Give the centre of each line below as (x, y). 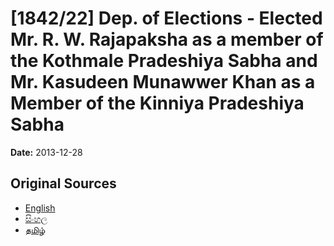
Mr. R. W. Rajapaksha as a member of (167, 39)
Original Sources (63, 183)
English (40, 208)
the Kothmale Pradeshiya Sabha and (164, 61)
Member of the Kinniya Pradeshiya (157, 103)
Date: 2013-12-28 (46, 152)
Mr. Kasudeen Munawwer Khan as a (163, 82)
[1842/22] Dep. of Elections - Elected (166, 18)
